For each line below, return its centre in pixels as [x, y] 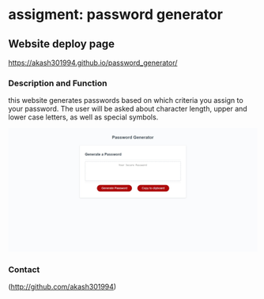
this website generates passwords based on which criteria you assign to [126, 100]
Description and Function [58, 83]
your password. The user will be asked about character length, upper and [128, 109]
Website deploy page [62, 44]
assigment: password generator [116, 15]
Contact [24, 269]
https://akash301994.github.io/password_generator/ [93, 62]
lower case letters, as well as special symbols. [83, 117]
